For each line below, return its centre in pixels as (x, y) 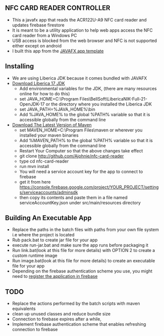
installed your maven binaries (49, 135)
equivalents (24, 309)
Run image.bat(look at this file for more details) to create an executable (83, 261)
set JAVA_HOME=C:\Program (49, 99)
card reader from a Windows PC (44, 35)
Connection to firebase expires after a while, (57, 319)
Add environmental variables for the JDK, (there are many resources (88, 88)
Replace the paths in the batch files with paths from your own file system (85, 230)
